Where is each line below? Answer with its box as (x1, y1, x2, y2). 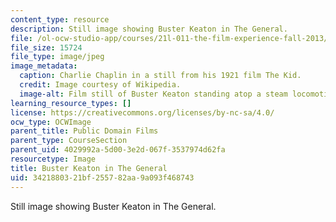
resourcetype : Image (10, 154, 97, 164)
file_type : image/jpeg (10, 52, 105, 62)
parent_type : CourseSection (10, 136, 128, 146)
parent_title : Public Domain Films (10, 126, 159, 136)
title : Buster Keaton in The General (10, 163, 168, 173)
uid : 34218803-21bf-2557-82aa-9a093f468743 (10, 172, 195, 183)
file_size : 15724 (10, 42, 83, 53)
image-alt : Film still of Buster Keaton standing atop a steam (19, 89, 288, 99)
